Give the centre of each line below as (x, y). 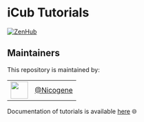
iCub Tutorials (48, 13)
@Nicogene (54, 90)
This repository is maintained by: (53, 69)
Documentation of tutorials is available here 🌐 (72, 111)
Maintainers (34, 53)
